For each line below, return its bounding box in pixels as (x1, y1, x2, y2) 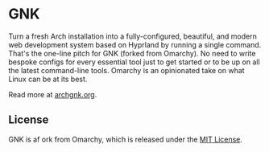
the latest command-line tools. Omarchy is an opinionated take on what (8, 65, 245, 75)
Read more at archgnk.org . (8, 89, 97, 99)
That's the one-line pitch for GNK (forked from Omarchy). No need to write (8, 48, 256, 58)
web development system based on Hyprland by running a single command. (8, 39, 262, 49)
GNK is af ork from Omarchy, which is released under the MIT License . (8, 134, 243, 144)
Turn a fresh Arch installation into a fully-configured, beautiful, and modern (8, 31, 258, 41)
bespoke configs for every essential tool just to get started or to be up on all (8, 57, 260, 67)
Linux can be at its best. (8, 74, 88, 84)
